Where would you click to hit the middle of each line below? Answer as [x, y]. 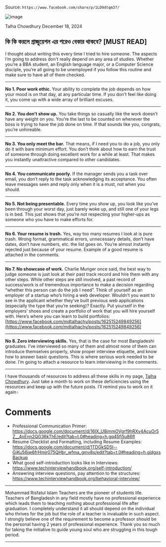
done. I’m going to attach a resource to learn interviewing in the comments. [82, 362]
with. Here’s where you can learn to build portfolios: [58, 316]
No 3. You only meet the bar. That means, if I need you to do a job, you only [83, 143]
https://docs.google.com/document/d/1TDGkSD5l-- [65, 447]
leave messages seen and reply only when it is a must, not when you [75, 184]
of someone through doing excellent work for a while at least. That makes [80, 154]
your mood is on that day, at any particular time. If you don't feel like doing [81, 94]
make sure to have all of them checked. [45, 75]
